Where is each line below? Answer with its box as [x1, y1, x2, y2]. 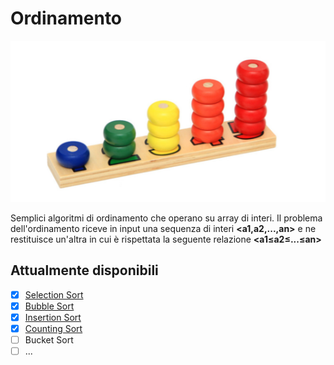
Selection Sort [24, 288, 84, 301]
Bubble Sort [24, 300, 75, 312]
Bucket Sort [24, 334, 74, 346]
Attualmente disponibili [10, 262, 159, 279]
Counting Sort [24, 323, 83, 334]
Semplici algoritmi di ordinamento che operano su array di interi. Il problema [10, 212, 323, 224]
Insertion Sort [24, 311, 82, 323]
